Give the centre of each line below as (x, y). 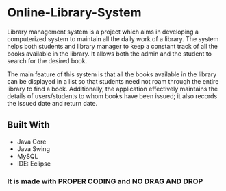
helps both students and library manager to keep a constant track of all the (112, 46)
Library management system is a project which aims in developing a (103, 32)
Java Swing (33, 148)
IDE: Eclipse (34, 164)
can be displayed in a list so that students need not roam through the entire (113, 81)
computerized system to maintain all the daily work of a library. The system (113, 38)
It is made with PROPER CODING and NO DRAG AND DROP (105, 181)
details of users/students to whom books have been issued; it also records (112, 96)
